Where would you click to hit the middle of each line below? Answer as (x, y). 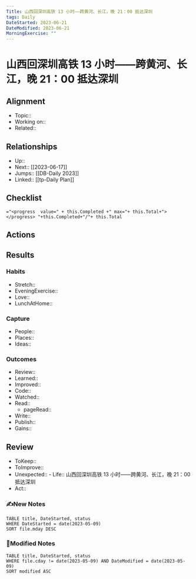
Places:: (24, 338)
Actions (21, 235)
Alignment (26, 101)
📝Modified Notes (31, 544)
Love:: (22, 297)
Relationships (32, 147)
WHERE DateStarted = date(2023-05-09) (54, 524)
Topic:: (23, 116)
